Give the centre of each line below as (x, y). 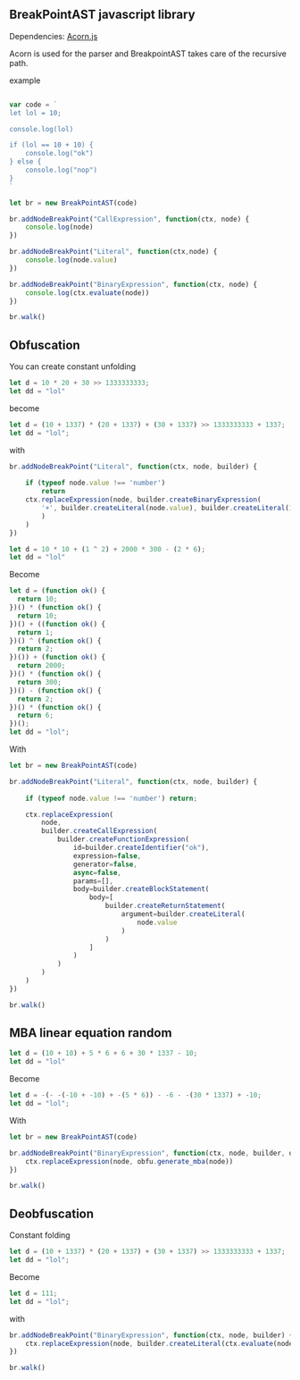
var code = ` (33, 105)
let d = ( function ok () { (57, 591)
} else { (25, 162)
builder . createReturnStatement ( (165, 906)
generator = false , (105, 864)
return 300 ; (40, 682)
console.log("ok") (59, 154)
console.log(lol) (42, 129)
